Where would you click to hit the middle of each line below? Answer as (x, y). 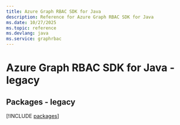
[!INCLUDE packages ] (33, 116)
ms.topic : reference (31, 28)
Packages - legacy (41, 102)
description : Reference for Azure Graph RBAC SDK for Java (80, 17)
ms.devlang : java (27, 33)
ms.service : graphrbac (34, 39)
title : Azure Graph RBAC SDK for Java (54, 11)
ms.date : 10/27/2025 (31, 22)
